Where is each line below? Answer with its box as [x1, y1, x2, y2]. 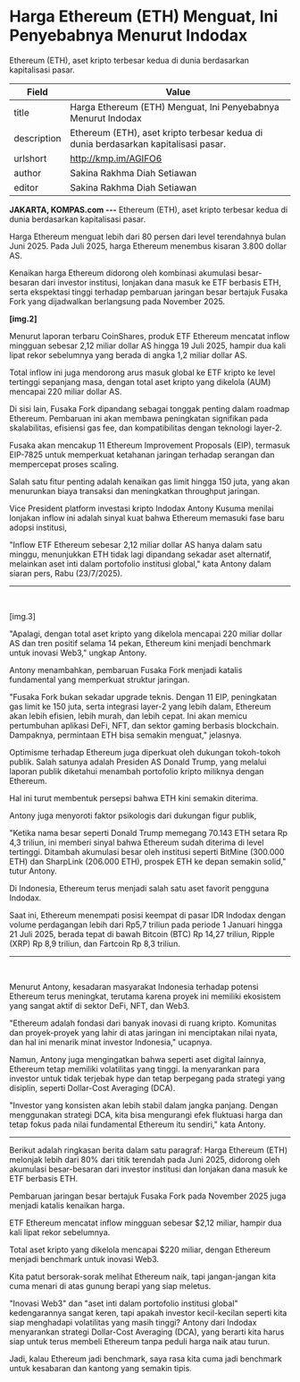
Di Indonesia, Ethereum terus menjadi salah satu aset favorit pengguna [9, 883, 270, 893]
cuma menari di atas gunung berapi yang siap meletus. [9, 1280, 212, 1291]
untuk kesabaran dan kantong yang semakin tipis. [9, 1362, 192, 1373]
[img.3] [9, 610, 36, 621]
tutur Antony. [9, 866, 58, 876]
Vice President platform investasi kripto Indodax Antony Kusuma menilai [9, 503, 274, 514]
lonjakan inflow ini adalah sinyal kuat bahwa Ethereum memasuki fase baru [9, 512, 285, 523]
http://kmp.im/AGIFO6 [70, 152, 162, 165]
